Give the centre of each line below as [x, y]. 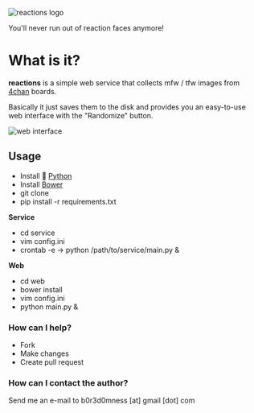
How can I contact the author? [68, 382]
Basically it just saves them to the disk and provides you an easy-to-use [127, 107]
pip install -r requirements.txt [68, 201]
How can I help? [40, 328]
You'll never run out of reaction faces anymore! [86, 28]
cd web [33, 281]
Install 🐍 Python [46, 176]
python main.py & [49, 307]
